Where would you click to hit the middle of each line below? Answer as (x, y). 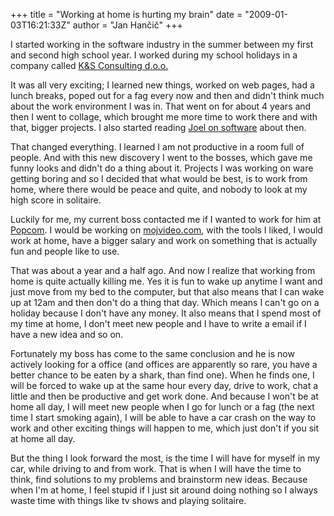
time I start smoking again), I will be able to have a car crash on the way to (163, 417)
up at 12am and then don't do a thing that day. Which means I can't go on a (165, 302)
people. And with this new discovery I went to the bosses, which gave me (161, 157)
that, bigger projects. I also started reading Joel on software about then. (158, 127)
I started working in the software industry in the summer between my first (162, 44)
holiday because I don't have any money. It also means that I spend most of (166, 313)
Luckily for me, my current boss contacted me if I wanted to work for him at (166, 219)
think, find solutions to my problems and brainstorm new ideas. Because (159, 479)
